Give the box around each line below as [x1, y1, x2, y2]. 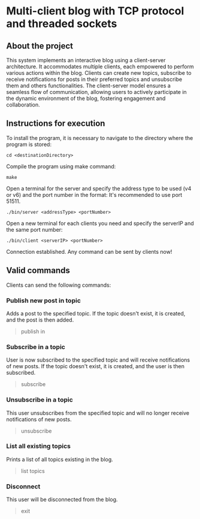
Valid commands [6, 265, 71, 276]
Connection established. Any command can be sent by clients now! [6, 248, 172, 255]
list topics [20, 467, 45, 474]
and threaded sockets [6, 17, 117, 31]
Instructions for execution [6, 119, 105, 129]
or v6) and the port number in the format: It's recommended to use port [6, 191, 183, 198]
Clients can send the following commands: [6, 281, 111, 289]
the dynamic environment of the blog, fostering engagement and [6, 95, 166, 102]
